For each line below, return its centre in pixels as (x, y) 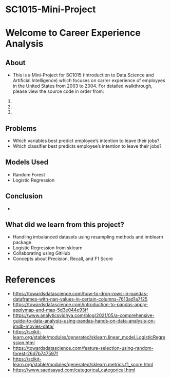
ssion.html (24, 343)
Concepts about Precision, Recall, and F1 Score (63, 259)
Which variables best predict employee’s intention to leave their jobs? (86, 141)
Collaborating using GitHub (41, 253)
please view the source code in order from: (58, 91)
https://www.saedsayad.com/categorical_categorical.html (74, 370)
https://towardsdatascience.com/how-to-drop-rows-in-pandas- (80, 294)
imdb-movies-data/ (33, 326)
